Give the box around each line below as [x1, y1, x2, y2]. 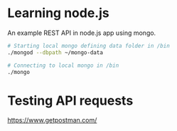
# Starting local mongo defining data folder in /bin [7, 42, 171, 49]
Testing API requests [7, 93, 134, 108]
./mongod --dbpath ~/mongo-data [7, 48, 103, 56]
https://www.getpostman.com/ [7, 116, 97, 125]
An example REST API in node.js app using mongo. [7, 28, 156, 37]
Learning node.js [7, 5, 109, 21]
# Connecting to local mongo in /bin [7, 62, 119, 69]
